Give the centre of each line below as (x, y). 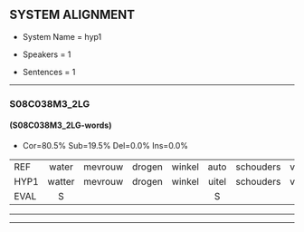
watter (61, 181)
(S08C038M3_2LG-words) (61, 125)
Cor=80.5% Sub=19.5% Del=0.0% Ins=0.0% (105, 145)
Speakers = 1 (47, 54)
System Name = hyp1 (62, 36)
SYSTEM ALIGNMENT (72, 15)
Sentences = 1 (49, 72)
